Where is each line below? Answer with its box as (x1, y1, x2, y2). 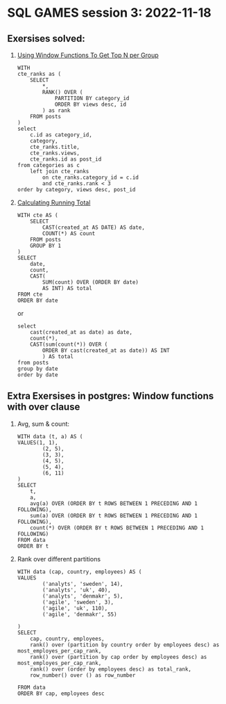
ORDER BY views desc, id (54, 101, 127, 108)
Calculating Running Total (17, 198, 91, 207)
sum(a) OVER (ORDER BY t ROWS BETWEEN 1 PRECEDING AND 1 (30, 512, 198, 519)
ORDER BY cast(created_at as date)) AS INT (42, 347, 170, 354)
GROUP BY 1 (30, 242, 62, 249)
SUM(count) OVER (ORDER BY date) (42, 279, 139, 286)
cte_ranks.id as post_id (30, 156, 102, 163)
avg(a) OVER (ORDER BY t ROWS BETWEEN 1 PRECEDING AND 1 (30, 499, 198, 507)
